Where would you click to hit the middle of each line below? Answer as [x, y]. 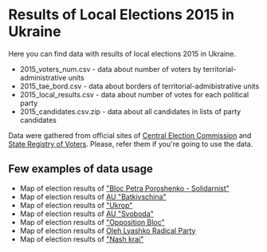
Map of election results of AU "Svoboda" [86, 214]
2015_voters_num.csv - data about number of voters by [110, 69]
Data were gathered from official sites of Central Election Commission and [130, 135]
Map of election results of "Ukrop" [76, 205]
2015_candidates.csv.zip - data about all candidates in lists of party [130, 111]
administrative [43, 77]
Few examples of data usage [80, 169]
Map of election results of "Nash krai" [82, 239]
